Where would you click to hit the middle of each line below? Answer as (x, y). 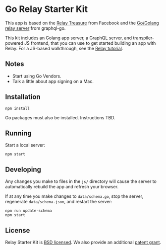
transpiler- (144, 38)
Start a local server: (25, 145)
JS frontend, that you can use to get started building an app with (90, 43)
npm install (17, 108)
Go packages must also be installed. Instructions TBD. (60, 117)
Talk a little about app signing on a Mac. (53, 81)
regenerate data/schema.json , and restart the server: (59, 202)
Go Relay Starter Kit (47, 9)
